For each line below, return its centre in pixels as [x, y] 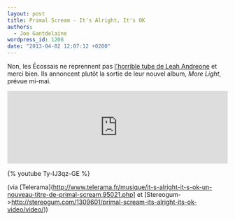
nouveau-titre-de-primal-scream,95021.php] [71, 194]
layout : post [26, 14]
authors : [20, 27]
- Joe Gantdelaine [41, 33]
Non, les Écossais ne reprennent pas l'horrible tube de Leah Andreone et [112, 66]
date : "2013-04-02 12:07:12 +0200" [59, 46]
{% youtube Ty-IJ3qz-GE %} [49, 173]
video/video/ [26, 209]
